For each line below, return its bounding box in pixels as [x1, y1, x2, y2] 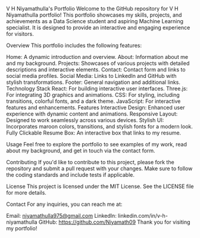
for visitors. [6, 30, 34, 37]
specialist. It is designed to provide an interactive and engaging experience [6, 24, 190, 31]
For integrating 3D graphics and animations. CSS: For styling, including [6, 92, 180, 98]
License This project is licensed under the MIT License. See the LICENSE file [6, 183, 194, 190]
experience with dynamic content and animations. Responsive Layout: [6, 110, 178, 117]
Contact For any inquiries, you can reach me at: [6, 201, 123, 208]
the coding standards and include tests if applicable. [6, 171, 135, 178]
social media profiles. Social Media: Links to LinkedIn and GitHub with [6, 73, 177, 79]
